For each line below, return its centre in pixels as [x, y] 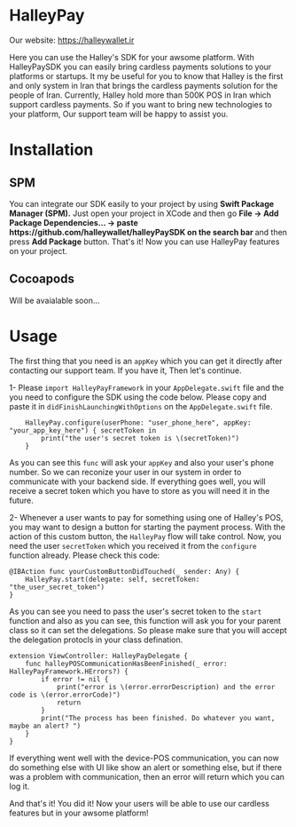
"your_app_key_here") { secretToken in [83, 430]
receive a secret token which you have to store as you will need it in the [140, 490]
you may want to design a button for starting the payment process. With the [148, 527]
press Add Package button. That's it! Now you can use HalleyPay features [144, 242]
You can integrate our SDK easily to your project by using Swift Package [142, 203]
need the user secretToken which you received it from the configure [133, 545]
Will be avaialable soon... [55, 300]
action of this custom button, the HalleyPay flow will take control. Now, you [145, 536]
